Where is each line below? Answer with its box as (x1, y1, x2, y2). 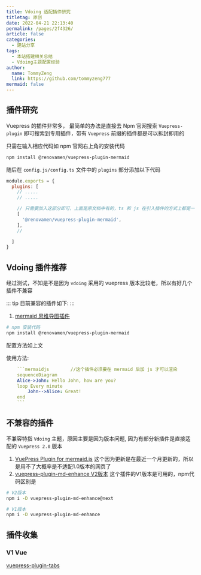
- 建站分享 (11, 43, 35, 49)
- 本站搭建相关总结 (11, 53, 53, 59)
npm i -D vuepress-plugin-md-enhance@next (6, 495, 114, 501)
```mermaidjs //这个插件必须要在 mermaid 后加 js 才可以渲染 (17, 366, 178, 372)
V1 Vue (6, 548, 28, 556)
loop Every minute (17, 383, 63, 389)
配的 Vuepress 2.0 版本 (6, 442, 63, 450)
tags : (6, 48, 20, 54)
